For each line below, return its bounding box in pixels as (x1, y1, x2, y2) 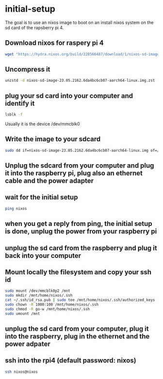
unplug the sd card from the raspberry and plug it (5, 244, 157, 252)
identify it (5, 99, 35, 108)
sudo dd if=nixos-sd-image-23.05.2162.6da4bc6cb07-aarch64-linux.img (5, 148, 149, 153)
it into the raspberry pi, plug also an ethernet (5, 169, 143, 177)
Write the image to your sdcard (5, 135, 101, 143)
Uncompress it (5, 65, 50, 74)
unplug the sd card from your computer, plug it (5, 325, 149, 333)
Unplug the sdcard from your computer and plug (5, 162, 154, 170)
